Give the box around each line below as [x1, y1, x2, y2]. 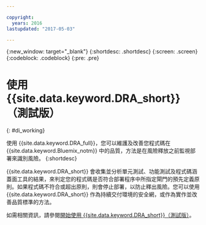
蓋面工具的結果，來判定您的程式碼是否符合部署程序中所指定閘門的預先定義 [6, 175, 194, 183]
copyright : [6, 14, 34, 20]
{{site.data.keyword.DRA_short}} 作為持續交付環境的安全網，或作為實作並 [6, 191, 192, 198]
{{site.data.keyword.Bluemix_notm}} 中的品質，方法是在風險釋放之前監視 [6, 147, 191, 154]
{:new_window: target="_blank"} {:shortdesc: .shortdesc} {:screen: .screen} [6, 48, 198, 55]
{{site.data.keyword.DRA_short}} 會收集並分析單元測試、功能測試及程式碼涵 [6, 168, 197, 175]
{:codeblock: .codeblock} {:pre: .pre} [6, 55, 99, 62]
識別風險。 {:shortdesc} [17, 154, 78, 162]
